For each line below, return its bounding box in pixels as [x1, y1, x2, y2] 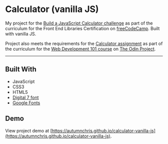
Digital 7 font [12, 94, 39, 100]
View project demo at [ [5, 127, 52, 133]
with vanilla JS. [5, 31, 36, 37]
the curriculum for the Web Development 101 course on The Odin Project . [5, 46, 156, 52]
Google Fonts [12, 99, 40, 106]
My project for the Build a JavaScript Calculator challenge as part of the [5, 20, 153, 26]
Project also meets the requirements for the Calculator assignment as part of [5, 40, 163, 46]
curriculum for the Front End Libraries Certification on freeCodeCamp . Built [5, 25, 160, 31]
